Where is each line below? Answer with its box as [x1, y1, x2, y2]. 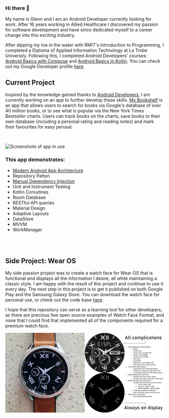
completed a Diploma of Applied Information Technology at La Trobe [5, 48, 148, 54]
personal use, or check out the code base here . [5, 297, 104, 303]
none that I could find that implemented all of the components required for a [5, 317, 163, 323]
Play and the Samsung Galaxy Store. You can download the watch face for [5, 291, 160, 298]
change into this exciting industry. [5, 32, 76, 38]
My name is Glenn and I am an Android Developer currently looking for [5, 16, 152, 22]
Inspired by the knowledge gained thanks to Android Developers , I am [5, 92, 150, 98]
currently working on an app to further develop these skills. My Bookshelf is [5, 97, 163, 103]
